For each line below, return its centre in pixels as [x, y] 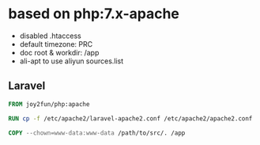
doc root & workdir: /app [59, 52]
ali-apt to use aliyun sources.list [72, 61]
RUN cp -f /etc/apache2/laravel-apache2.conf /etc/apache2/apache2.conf [130, 118]
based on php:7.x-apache [94, 14]
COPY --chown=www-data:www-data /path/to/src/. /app [97, 133]
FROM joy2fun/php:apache [49, 104]
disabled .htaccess [50, 36]
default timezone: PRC [56, 44]
